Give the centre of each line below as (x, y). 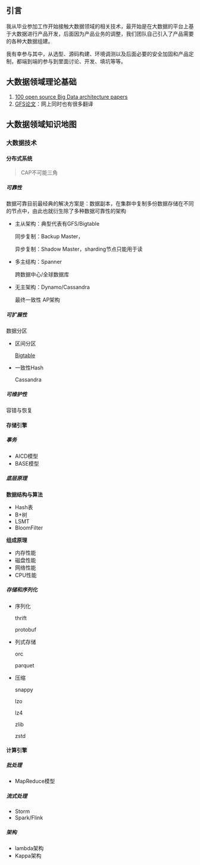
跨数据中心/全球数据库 (42, 275)
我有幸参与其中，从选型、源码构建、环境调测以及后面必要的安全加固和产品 (97, 54)
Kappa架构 (28, 856)
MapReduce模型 (35, 781)
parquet (24, 665)
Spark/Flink (29, 818)
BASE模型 (27, 463)
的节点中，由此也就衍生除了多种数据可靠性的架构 (66, 211)
